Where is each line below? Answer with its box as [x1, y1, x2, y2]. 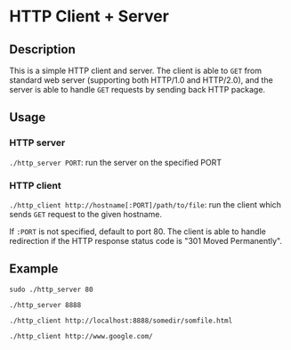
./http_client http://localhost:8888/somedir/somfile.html [9, 316, 233, 325]
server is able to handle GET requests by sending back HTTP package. [9, 85, 265, 94]
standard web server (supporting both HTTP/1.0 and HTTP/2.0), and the [9, 75, 273, 85]
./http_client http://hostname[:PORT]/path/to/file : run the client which [9, 199, 282, 210]
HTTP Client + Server [9, 6, 169, 27]
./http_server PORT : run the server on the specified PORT [9, 157, 222, 167]
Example [9, 261, 59, 277]
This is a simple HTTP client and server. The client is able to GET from [9, 65, 263, 76]
